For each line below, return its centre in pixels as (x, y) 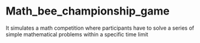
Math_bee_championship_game (88, 11)
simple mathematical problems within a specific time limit (77, 34)
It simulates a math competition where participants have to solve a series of (100, 28)
